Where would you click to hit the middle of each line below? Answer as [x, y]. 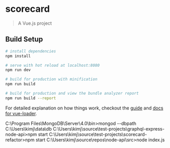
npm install [18, 56]
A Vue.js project [35, 23]
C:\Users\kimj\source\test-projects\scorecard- [98, 134]
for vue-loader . [21, 113]
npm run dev [18, 70]
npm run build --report [31, 98]
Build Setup [24, 39]
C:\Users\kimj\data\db [29, 128]
